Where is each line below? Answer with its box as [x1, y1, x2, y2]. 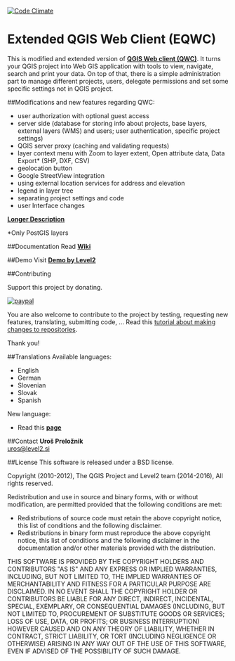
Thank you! [7, 338, 40, 347]
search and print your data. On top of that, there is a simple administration [7, 69, 221, 77]
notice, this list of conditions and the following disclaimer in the [17, 536, 200, 544]
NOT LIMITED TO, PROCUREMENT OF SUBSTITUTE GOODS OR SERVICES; [7, 609, 225, 618]
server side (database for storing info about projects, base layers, [17, 119, 207, 127]
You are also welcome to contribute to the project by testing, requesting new [7, 310, 229, 319]
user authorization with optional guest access [17, 111, 149, 120]
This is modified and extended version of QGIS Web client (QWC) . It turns [7, 54, 221, 63]
